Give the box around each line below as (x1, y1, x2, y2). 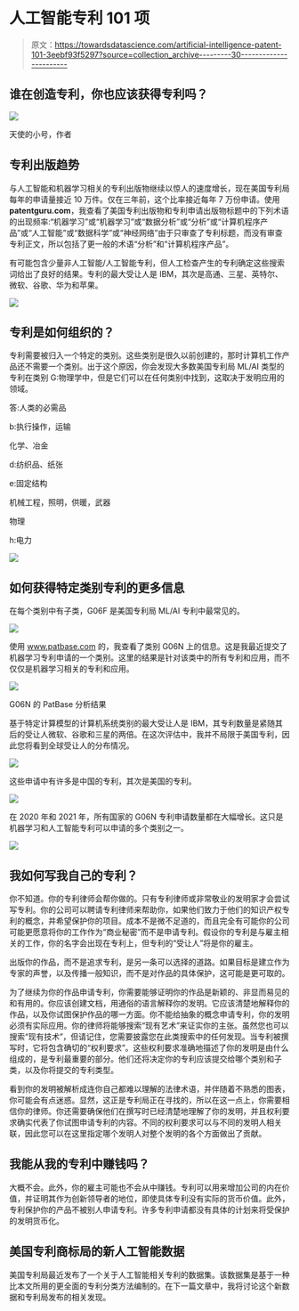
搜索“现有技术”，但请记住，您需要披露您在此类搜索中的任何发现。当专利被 (9, 1031, 282, 1042)
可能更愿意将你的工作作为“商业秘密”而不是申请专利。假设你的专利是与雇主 (9, 927, 282, 937)
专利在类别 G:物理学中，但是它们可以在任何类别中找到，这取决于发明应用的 (9, 372, 285, 383)
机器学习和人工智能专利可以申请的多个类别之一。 (9, 823, 189, 834)
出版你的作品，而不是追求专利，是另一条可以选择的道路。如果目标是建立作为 (9, 957, 290, 967)
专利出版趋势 (9, 158, 80, 173)
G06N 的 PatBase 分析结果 (9, 699, 107, 710)
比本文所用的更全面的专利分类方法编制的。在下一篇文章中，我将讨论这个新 (9, 1280, 282, 1291)
